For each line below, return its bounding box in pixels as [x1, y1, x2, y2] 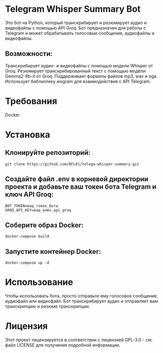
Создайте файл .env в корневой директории [5, 175, 149, 183]
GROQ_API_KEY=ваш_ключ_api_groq [5, 207, 71, 212]
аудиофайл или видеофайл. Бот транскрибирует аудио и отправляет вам [5, 298, 158, 304]
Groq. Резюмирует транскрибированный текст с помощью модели [5, 68, 146, 74]
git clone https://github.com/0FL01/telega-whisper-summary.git [5, 161, 139, 167]
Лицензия [5, 321, 48, 332]
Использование [5, 277, 74, 288]
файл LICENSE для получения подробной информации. [5, 342, 121, 348]
